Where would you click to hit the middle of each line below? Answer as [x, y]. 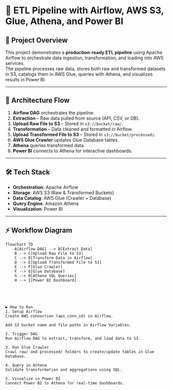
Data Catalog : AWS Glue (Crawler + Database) [62, 198]
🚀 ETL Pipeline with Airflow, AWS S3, [84, 10]
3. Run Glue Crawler [27, 348]
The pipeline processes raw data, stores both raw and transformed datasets [85, 69]
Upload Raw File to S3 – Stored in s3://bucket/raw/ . [68, 123]
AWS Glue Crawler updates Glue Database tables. [66, 140]
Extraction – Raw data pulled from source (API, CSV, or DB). [76, 118]
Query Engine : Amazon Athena [46, 203]
